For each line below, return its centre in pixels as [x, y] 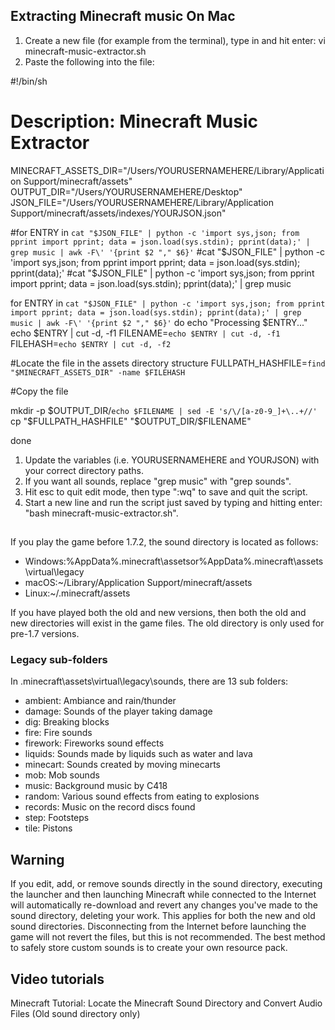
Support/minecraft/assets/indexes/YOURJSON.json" [118, 213]
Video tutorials [57, 979]
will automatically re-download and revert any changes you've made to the [164, 905]
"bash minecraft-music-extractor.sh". [101, 513]
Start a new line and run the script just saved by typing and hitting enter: [173, 502]
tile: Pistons [48, 828]
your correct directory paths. [84, 470]
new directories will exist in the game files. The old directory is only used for [167, 623]
